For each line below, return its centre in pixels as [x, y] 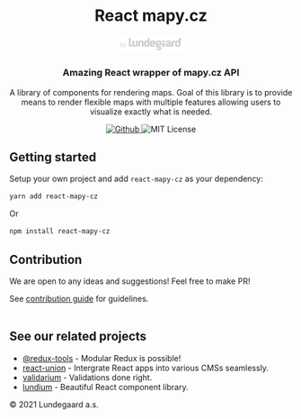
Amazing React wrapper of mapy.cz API [151, 73]
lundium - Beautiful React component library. [105, 387]
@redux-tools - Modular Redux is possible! [102, 358]
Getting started [53, 157]
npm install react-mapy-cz [60, 232]
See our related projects [78, 337]
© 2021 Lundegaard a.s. [54, 404]
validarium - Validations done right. [87, 377]
